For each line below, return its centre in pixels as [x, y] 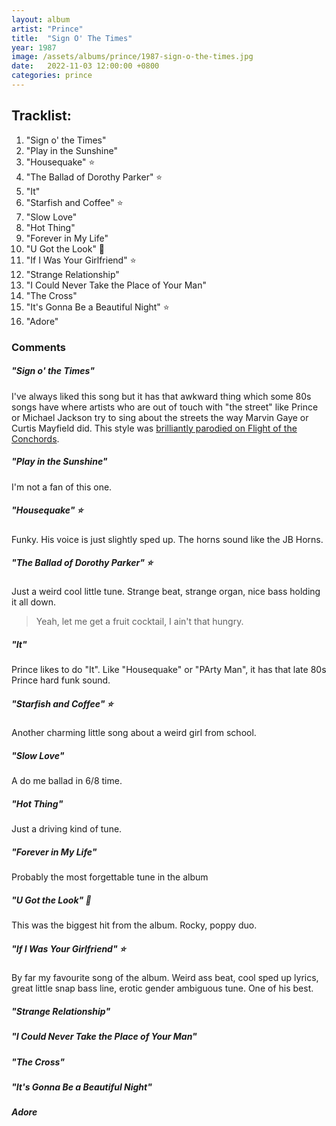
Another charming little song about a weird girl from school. [134, 733]
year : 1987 [34, 47]
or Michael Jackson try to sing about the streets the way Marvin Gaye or [160, 417]
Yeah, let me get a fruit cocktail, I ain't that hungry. [139, 622]
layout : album [41, 19]
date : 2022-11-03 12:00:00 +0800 [85, 66]
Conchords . [35, 438]
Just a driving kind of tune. [67, 829]
